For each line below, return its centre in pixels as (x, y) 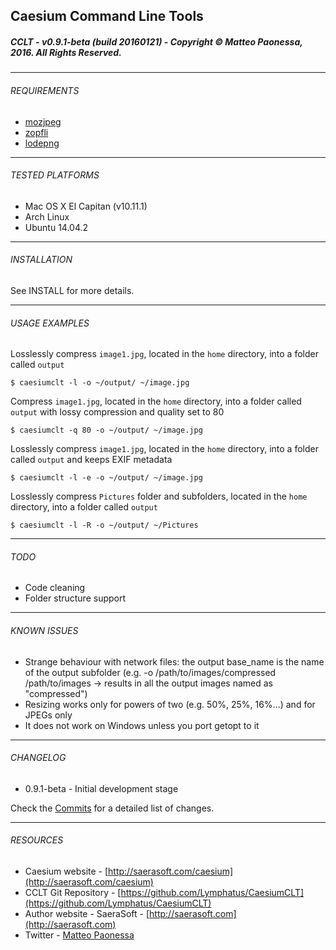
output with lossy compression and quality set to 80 (117, 412)
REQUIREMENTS (45, 90)
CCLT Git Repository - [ (73, 892)
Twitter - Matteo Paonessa (79, 935)
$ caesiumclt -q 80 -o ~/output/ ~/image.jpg (106, 430)
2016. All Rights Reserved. (66, 52)
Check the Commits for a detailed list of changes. (112, 808)
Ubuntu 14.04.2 (56, 227)
